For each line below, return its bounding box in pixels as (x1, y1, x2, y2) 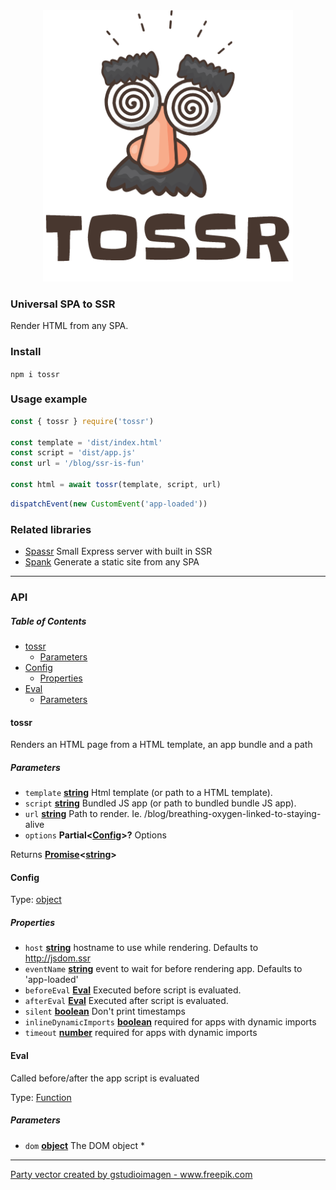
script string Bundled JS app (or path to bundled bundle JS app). (24, 797, 297, 809)
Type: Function (10, 1091, 72, 1103)
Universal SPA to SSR (10, 297, 116, 311)
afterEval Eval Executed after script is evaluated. (24, 995, 229, 1007)
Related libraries (10, 522, 92, 536)
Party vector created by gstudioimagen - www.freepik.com (10, 1168, 253, 1180)
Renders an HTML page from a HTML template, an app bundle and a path (10, 739, 313, 751)
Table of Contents (10, 615, 87, 627)
